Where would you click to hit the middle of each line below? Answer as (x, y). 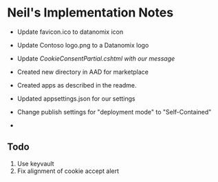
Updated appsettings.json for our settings (76, 99)
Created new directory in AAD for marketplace (83, 72)
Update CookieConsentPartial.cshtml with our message (96, 58)
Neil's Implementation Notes (90, 13)
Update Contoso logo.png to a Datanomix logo (83, 45)
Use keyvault (35, 163)
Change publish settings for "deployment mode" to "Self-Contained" (114, 112)
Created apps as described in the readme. (77, 85)
